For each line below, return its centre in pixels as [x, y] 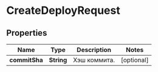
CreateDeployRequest [63, 11]
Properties [27, 33]
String [58, 60]
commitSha [26, 60]
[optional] [135, 60]
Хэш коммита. [94, 60]
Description [94, 50]
